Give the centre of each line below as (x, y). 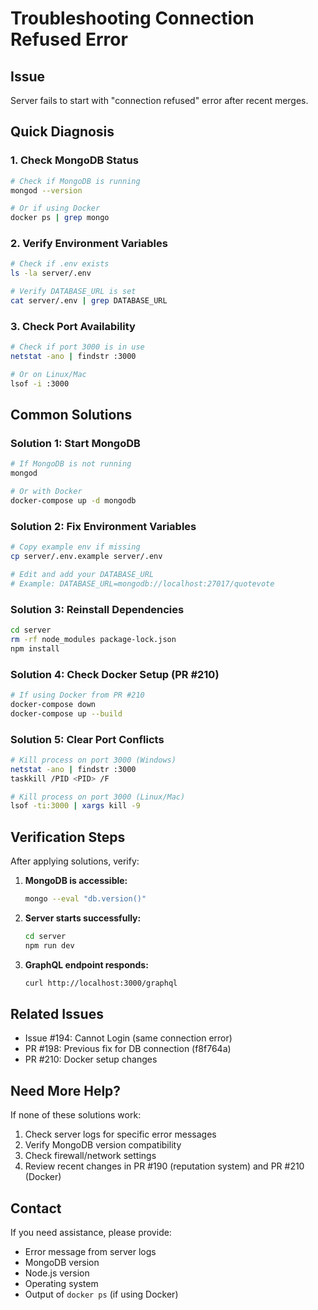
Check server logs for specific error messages (120, 1134)
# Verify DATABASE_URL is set (73, 292)
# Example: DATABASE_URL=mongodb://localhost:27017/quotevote (142, 583)
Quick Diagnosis (62, 132)
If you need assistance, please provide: (91, 1233)
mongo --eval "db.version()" (85, 899)
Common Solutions (71, 415)
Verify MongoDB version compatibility (103, 1145)
